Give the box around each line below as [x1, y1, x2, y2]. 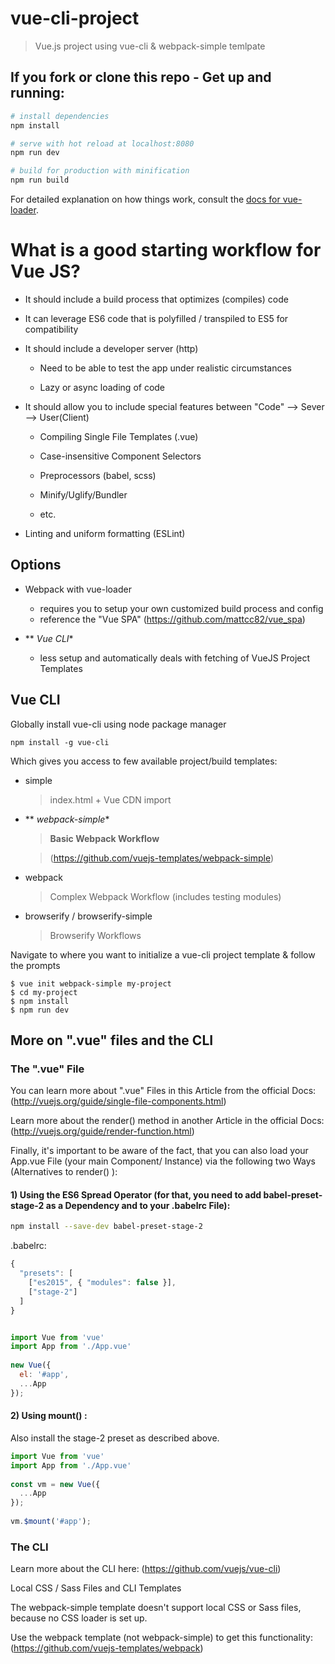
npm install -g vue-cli [10, 737, 110, 747]
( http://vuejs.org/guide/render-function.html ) [10, 1125, 195, 1137]
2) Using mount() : [10, 1410, 88, 1422]
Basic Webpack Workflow [49, 832, 160, 844]
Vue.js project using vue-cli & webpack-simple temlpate [34, 40, 266, 52]
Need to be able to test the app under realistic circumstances [39, 362, 292, 374]
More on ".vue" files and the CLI [10, 1032, 214, 1049]
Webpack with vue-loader [24, 583, 132, 595]
